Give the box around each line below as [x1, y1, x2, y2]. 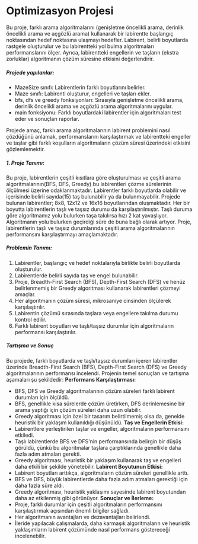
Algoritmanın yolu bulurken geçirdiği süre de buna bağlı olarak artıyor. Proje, [6, 218, 192, 225]
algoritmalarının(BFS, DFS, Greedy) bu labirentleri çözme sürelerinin [6, 180, 172, 187]
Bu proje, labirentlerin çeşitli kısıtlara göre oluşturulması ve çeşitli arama [6, 174, 181, 181]
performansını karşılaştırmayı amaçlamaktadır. [6, 231, 119, 238]
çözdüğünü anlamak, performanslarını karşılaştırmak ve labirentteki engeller [6, 133, 191, 140]
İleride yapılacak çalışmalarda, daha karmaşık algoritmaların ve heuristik [14, 520, 191, 527]
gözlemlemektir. [6, 145, 46, 152]
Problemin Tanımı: [6, 244, 52, 251]
